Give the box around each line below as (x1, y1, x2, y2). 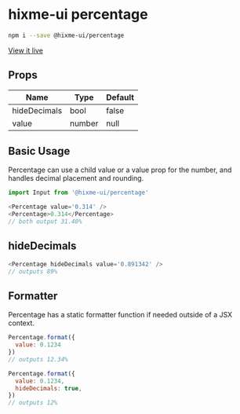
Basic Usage (8, 145, 71, 158)
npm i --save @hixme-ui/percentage (8, 31, 125, 39)
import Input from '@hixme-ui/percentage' (8, 189, 149, 197)
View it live (8, 46, 43, 55)
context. (8, 318, 35, 328)
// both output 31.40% (8, 218, 82, 225)
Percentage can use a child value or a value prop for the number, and (8, 165, 232, 174)
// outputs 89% (8, 267, 58, 276)
